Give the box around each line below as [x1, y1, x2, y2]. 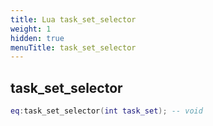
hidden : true [10, 33, 65, 43]
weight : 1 [10, 24, 52, 34]
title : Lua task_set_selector [10, 14, 137, 25]
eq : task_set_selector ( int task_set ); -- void [10, 106, 203, 116]
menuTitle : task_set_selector [10, 42, 137, 53]
